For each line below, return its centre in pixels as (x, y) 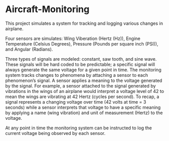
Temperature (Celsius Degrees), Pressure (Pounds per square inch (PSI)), (82, 43)
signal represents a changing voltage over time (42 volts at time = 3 (76, 102)
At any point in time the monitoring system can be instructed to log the (79, 128)
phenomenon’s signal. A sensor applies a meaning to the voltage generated (84, 80)
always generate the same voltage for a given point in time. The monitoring (83, 70)
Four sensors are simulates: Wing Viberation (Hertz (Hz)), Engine (73, 38)
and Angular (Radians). (29, 49)
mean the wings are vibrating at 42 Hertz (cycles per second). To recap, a (82, 97)
